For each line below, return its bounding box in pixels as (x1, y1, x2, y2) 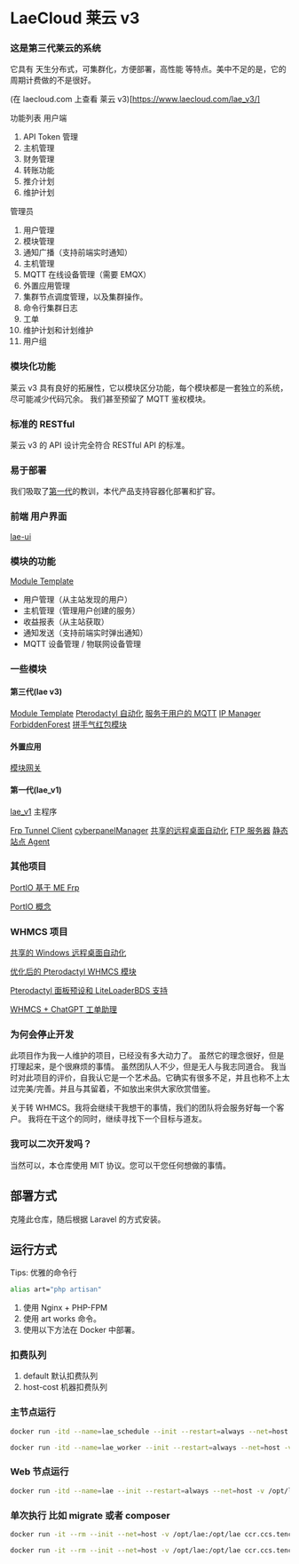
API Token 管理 (22, 132, 79, 142)
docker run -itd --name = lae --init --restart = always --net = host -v (10, 1486, 265, 1496)
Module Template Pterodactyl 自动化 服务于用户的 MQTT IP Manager (10, 708, 261, 719)
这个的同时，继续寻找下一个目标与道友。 (58, 1113, 207, 1124)
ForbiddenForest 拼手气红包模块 (10, 719, 128, 730)
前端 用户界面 (10, 510, 67, 523)
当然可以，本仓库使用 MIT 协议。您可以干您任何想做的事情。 (10, 1160, 232, 1170)
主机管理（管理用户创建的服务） (22, 605, 140, 616)
